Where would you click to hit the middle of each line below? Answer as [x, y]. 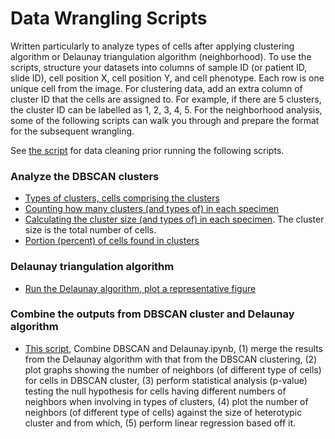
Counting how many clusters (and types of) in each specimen [152, 209]
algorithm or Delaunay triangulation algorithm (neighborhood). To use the [161, 56]
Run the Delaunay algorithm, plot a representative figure [140, 288]
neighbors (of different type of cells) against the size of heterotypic [163, 412]
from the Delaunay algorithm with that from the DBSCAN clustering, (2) [171, 359]
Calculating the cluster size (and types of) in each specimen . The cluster [174, 219]
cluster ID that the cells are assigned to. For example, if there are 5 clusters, [166, 99]
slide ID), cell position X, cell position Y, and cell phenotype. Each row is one [167, 78]
